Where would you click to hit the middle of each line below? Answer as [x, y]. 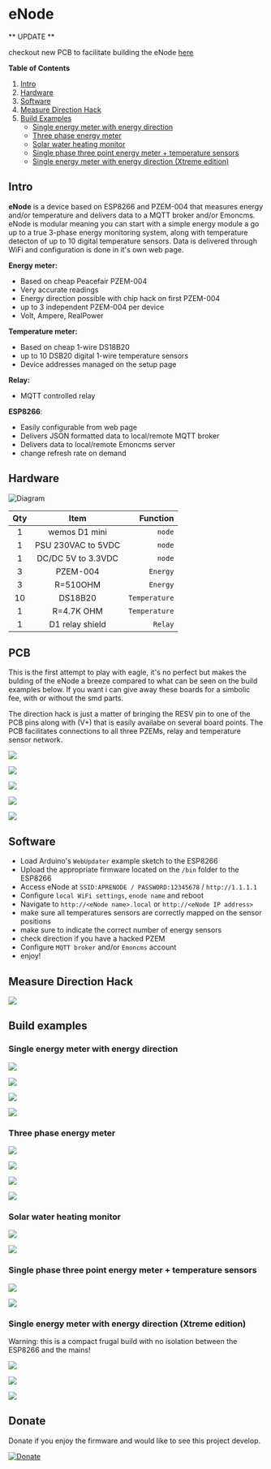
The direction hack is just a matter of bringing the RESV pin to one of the [129, 714]
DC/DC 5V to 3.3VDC [77, 558]
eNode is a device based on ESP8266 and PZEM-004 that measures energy [136, 206]
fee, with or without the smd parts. [66, 698]
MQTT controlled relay [58, 395]
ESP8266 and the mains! [49, 1350]
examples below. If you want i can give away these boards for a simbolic [129, 690]
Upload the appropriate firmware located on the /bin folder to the [129, 870]
